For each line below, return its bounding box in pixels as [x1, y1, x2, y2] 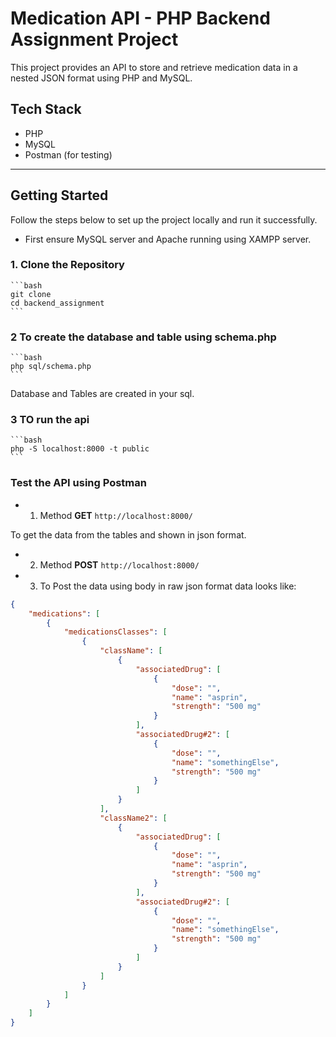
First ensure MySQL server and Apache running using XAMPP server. [24, 233, 312, 245]
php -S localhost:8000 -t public [10, 444, 150, 454]
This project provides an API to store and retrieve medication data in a [10, 61, 298, 73]
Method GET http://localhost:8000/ [39, 509, 193, 521]
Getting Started [10, 187, 109, 204]
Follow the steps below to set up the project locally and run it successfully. [10, 213, 318, 226]
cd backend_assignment [10, 298, 105, 308]
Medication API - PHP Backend [10, 7, 271, 30]
